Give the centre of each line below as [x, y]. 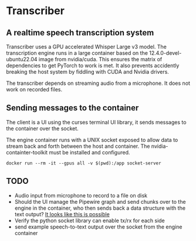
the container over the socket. [43, 128]
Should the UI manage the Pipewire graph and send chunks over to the [100, 202]
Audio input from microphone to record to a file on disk [81, 195]
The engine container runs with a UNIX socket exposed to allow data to [92, 140]
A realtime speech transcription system [80, 33]
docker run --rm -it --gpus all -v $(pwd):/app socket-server [84, 163]
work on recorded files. [34, 89]
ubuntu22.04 [22, 59]
